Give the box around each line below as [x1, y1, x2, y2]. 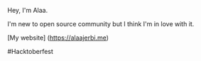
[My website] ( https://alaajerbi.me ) [7, 33, 109, 42]
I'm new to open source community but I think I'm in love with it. [7, 20, 195, 28]
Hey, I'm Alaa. [7, 6, 48, 14]
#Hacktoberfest [7, 48, 53, 55]
